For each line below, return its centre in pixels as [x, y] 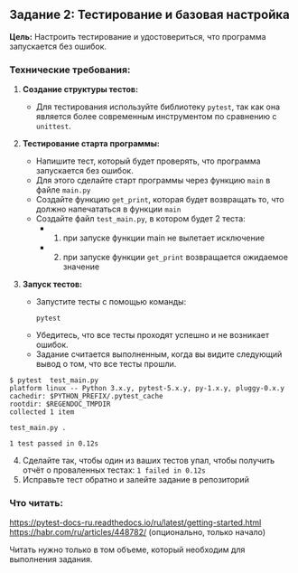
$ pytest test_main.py [54, 380]
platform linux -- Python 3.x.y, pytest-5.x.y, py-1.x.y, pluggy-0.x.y [147, 389]
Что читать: [36, 503]
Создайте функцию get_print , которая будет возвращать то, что [160, 200]
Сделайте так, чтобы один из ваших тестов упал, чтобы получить [149, 461]
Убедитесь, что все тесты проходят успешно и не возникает [152, 335]
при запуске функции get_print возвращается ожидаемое [176, 258]
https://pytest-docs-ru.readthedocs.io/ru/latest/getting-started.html [135, 522]
